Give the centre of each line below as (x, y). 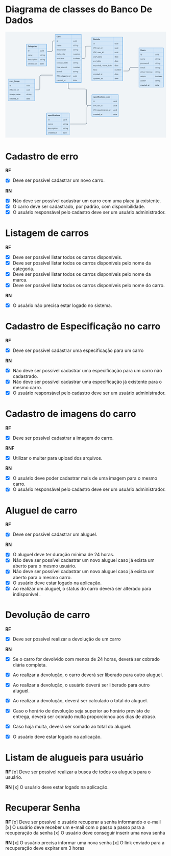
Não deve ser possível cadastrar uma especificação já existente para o (87, 382)
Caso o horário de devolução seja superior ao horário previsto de (81, 710)
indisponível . (27, 594)
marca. (20, 280)
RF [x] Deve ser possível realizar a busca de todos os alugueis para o (78, 772)
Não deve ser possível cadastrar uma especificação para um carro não (87, 370)
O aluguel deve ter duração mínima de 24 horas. (64, 555)
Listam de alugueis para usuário (75, 758)
